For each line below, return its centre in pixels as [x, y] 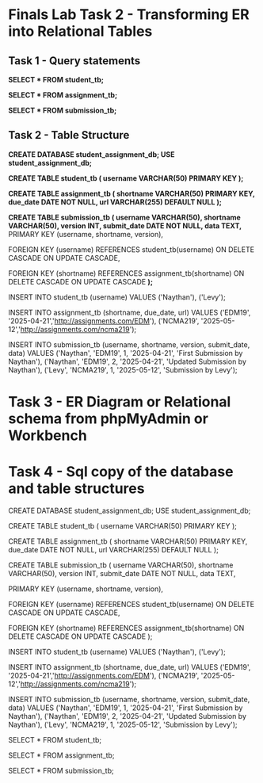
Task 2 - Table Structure [69, 135]
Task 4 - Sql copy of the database [121, 472]
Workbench [48, 435]
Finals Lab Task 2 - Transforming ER [129, 15]
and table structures [76, 489]
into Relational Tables [80, 31]
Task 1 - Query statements [74, 61]
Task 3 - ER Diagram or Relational [120, 402]
